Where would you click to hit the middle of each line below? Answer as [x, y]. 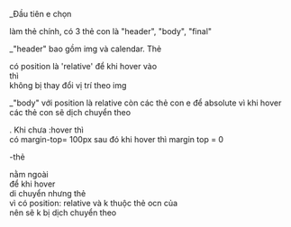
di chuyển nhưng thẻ [48, 193]
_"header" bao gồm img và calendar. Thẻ [86, 49]
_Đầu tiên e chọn [41, 14]
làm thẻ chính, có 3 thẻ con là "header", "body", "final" [111, 31]
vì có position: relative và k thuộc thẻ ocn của [94, 203]
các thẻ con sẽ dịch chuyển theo [70, 112]
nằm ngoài [29, 174]
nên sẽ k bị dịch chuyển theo [63, 213]
